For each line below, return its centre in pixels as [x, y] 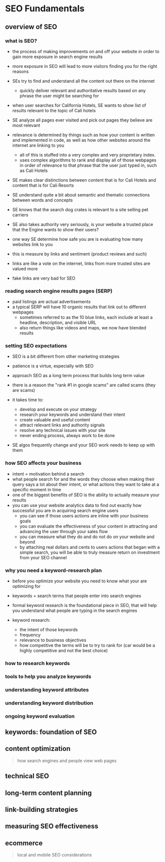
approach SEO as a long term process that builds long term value [78, 376]
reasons [20, 71]
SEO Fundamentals [45, 9]
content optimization [38, 749]
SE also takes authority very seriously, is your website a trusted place [83, 224]
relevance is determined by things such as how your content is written [83, 135]
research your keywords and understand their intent [72, 415]
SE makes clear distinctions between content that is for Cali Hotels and [84, 180]
